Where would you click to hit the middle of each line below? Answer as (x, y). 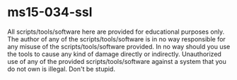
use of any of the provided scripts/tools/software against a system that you (117, 61)
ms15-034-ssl (50, 12)
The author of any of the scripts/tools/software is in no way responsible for (117, 39)
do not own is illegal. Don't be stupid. (61, 69)
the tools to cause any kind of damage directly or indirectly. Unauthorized (114, 54)
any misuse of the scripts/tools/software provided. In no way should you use (119, 46)
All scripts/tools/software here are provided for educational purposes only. (116, 32)
